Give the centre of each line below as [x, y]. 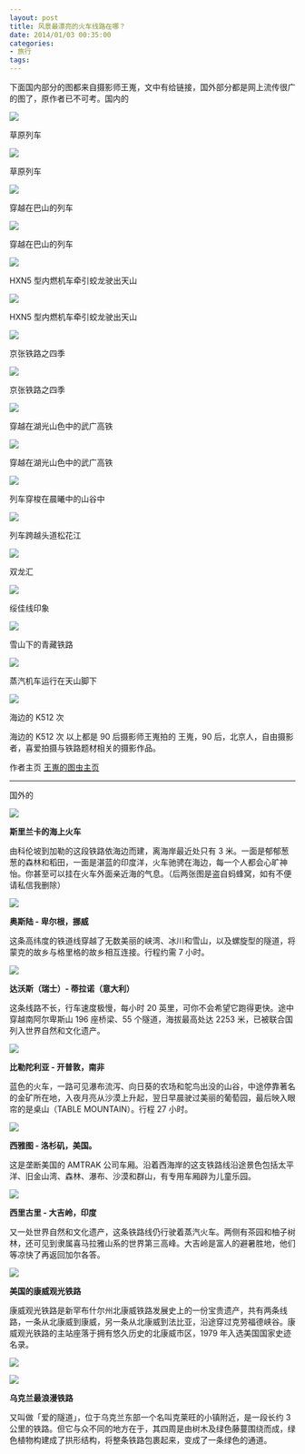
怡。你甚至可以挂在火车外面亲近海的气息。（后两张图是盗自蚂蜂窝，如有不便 [151, 873]
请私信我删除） [37, 885]
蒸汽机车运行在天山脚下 [53, 681]
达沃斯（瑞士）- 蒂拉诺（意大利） [72, 989]
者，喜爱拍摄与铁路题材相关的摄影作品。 [85, 748]
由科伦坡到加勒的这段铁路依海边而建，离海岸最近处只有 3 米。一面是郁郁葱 [149, 851]
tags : [20, 60]
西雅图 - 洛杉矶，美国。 [53, 1146]
